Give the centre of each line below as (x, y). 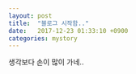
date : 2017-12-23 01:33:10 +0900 (68, 31)
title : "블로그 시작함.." (49, 23)
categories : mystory (43, 38)
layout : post (30, 16)
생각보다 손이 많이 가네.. (46, 62)
